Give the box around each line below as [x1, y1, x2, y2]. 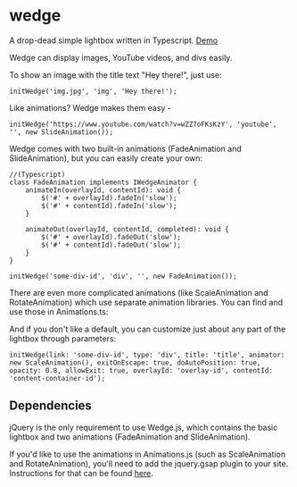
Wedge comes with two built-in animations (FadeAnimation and [9, 143, 243, 154]
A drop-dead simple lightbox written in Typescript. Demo [9, 35, 219, 46]
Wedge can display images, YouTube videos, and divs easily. [9, 52, 233, 63]
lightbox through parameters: [9, 332, 117, 344]
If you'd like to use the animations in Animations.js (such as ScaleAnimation [9, 449, 286, 459]
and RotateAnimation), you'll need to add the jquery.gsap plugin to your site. [9, 458, 289, 469]
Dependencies [9, 399, 92, 414]
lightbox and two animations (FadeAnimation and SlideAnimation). [9, 431, 252, 442]
